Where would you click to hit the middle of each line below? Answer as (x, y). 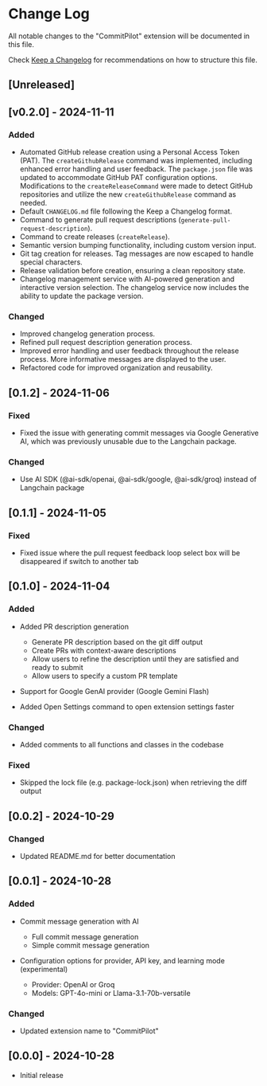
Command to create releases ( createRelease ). (95, 237)
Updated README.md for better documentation (97, 856)
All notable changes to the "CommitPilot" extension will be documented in (129, 36)
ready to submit (57, 667)
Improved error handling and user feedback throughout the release (130, 351)
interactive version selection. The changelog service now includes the (134, 288)
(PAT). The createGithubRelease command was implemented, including (136, 161)
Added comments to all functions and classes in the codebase (122, 744)
